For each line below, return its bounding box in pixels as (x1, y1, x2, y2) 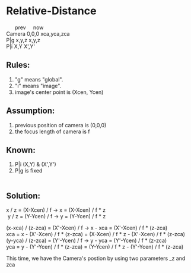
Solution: (6, 190, 40, 200)
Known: (6, 145, 36, 155)
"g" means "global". (14, 76, 63, 83)
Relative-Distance (6, 4, 97, 18)
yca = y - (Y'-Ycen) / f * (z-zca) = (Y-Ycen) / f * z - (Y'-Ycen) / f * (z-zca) (6, 243, 184, 250)
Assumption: (6, 106, 55, 116)
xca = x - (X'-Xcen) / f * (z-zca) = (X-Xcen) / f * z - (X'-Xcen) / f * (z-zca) (6, 231, 186, 238)
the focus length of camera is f (14, 128, 90, 135)
